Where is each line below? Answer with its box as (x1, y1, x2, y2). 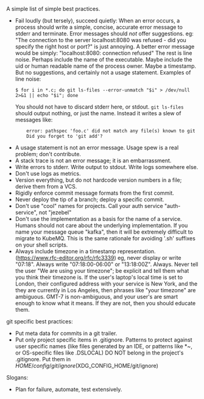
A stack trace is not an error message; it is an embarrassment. (15, 157, 172, 164)
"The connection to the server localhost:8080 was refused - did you (15, 37, 187, 43)
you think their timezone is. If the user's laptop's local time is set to (15, 274, 183, 281)
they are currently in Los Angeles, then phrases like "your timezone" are (15, 287, 196, 293)
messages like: (15, 116, 53, 123)
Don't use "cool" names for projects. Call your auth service (15, 203, 163, 209)
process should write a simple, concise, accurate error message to (15, 24, 183, 31)
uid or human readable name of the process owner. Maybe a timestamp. (15, 62, 197, 70)
